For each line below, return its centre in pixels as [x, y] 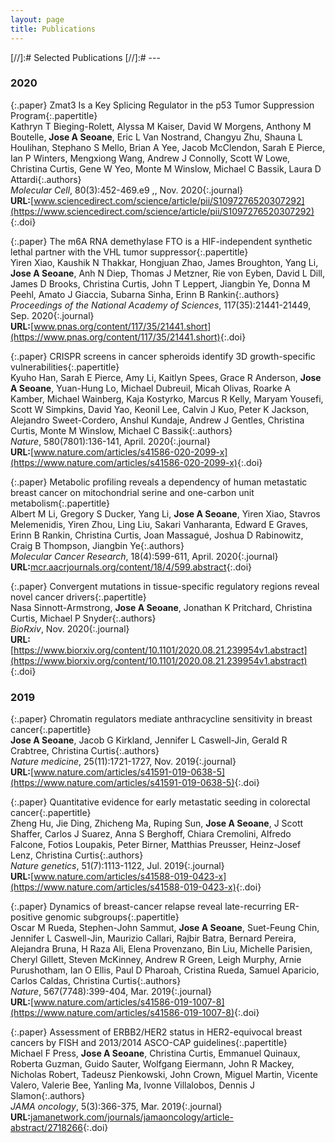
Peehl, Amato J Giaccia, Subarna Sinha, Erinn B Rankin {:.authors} [145, 294]
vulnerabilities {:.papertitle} [65, 367]
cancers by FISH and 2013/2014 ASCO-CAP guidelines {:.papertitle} [149, 1043]
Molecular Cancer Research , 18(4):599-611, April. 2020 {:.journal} [144, 556]
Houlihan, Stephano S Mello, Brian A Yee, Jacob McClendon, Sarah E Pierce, [168, 147]
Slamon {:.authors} [48, 1096]
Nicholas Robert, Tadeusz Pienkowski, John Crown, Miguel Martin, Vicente [164, 1075]
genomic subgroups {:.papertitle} [112, 917]
